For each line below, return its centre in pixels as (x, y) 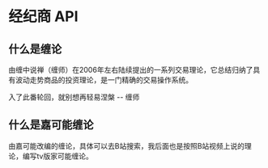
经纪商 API (43, 17)
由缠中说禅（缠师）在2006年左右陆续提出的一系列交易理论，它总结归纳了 (131, 70)
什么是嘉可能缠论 (51, 125)
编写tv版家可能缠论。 (57, 156)
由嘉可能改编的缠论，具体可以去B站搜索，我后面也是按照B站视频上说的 (127, 145)
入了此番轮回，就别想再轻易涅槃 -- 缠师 (74, 97)
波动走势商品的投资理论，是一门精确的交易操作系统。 (104, 80)
